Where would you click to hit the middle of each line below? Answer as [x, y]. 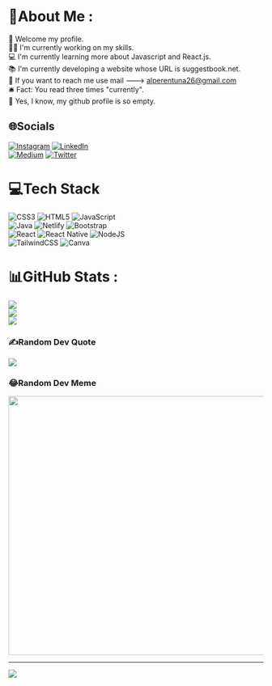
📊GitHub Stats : [64, 276]
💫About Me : [51, 17]
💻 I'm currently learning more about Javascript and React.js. [110, 57]
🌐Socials [32, 127]
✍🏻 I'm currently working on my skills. [71, 47]
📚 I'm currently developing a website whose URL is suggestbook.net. [125, 69]
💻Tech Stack [54, 188]
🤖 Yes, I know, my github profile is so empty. [82, 101]
